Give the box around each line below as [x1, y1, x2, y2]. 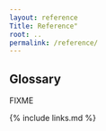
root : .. [9, 30, 42, 39]
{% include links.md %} [9, 113, 97, 124]
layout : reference [9, 13, 78, 22]
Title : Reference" [9, 22, 78, 31]
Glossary [9, 71, 61, 86]
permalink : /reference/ [9, 38, 99, 48]
